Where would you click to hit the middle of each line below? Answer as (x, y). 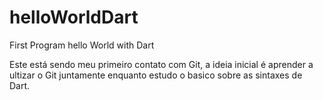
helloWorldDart (74, 17)
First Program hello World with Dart (82, 45)
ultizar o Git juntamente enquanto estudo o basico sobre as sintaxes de (156, 75)
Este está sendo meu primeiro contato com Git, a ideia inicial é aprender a (161, 64)
